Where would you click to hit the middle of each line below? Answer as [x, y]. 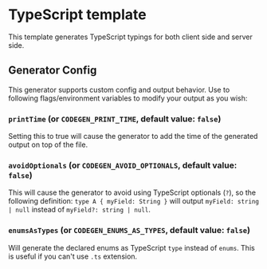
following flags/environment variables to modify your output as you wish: [128, 98]
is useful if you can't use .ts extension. [73, 256]
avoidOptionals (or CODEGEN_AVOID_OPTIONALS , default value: [123, 165]
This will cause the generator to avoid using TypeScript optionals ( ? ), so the [132, 192]
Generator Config [53, 71]
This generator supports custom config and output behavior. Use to [119, 89]
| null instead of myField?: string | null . [80, 210]
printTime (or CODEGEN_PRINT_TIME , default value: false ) [115, 119]
